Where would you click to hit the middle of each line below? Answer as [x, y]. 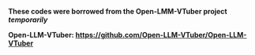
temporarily [28, 20]
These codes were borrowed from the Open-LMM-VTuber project [118, 11]
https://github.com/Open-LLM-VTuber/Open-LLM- [161, 35]
